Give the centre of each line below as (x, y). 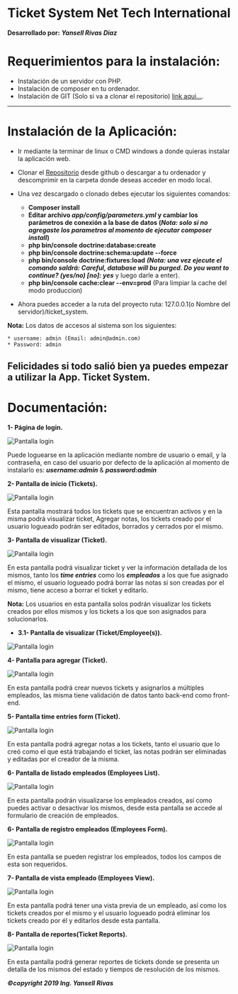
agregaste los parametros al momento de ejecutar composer (120, 230)
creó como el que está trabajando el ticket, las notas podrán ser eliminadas (117, 752)
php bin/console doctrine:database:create (92, 245)
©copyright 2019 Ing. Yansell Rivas (61, 983)
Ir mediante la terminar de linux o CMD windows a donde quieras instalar (124, 151)
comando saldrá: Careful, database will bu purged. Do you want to (129, 267)
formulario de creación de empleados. (63, 816)
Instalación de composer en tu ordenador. (79, 88)
